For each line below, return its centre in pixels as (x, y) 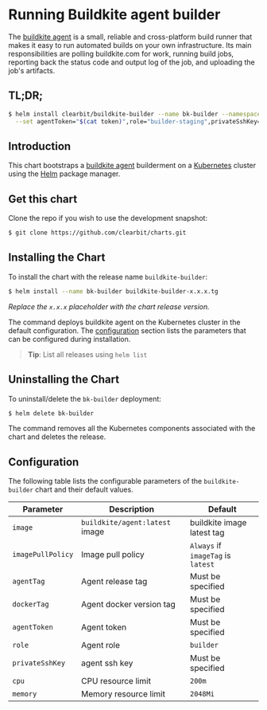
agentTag (29, 582)
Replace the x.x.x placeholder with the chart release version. (109, 306)
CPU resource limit (116, 681)
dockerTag (31, 604)
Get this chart (43, 199)
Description (132, 509)
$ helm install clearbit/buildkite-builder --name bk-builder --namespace (135, 114)
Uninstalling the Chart (64, 380)
